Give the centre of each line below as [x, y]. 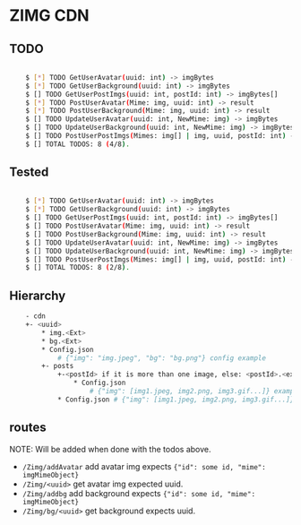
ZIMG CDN [49, 16]
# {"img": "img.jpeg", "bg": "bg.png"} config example [162, 358]
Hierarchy [38, 295]
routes [28, 428]
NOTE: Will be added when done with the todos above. [111, 449]
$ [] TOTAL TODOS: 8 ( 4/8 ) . [77, 144]
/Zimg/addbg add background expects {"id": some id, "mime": [139, 493]
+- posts [58, 366]
